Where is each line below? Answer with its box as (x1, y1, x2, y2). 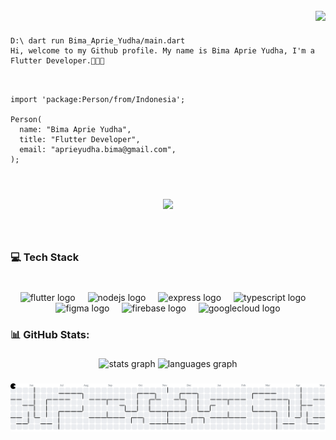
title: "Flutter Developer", (19, 134, 141, 144)
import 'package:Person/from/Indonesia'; (10, 94, 186, 104)
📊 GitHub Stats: (10, 327, 90, 341)
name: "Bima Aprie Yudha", (19, 124, 132, 134)
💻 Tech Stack (10, 250, 80, 264)
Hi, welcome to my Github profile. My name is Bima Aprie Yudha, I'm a (10, 45, 315, 56)
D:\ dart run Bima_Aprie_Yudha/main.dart (10, 35, 186, 46)
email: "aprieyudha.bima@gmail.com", (19, 144, 177, 154)
